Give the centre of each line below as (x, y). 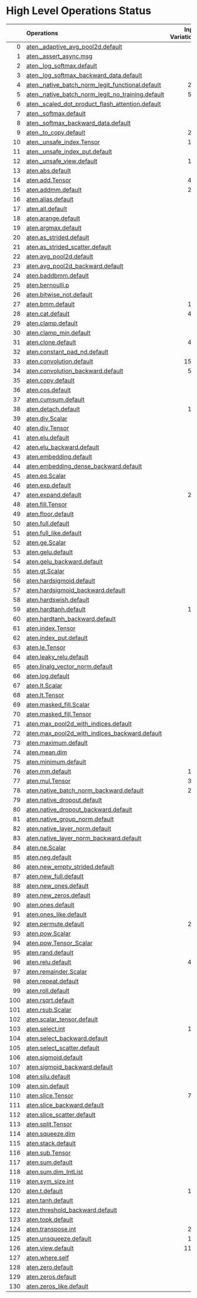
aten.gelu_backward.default (64, 562)
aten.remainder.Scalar (57, 971)
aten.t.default (45, 1191)
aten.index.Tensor (51, 628)
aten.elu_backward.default (63, 447)
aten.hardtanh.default (56, 609)
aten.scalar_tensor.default (62, 1019)
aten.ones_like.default (56, 914)
